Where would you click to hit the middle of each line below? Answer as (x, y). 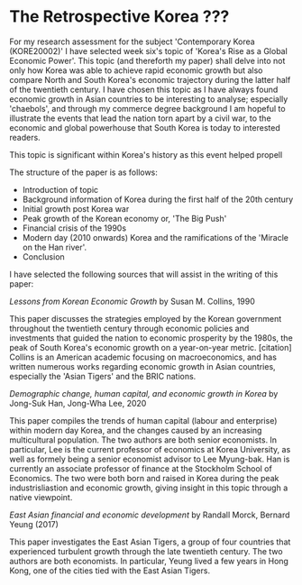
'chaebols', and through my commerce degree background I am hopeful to (147, 108)
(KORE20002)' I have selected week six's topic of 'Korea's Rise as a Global (149, 50)
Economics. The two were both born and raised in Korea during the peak (144, 478)
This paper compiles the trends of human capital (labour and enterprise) (143, 420)
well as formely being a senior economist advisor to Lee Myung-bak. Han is (150, 459)
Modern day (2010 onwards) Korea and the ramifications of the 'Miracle (155, 237)
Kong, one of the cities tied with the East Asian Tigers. (110, 571)
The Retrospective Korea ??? (119, 17)
